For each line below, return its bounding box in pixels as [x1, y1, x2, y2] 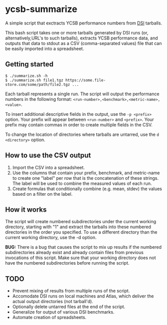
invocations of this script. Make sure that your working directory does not [5, 255, 156, 261]
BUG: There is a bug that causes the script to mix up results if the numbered [5, 244, 162, 250]
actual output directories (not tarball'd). [12, 299, 93, 305]
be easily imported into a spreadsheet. [5, 45, 84, 51]
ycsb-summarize [5, 3, 77, 15]
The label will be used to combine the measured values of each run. [12, 180, 152, 186]
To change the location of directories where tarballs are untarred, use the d [5, 131, 160, 137]
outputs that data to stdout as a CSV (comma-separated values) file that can [5, 40, 162, 46]
